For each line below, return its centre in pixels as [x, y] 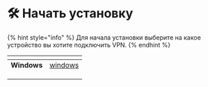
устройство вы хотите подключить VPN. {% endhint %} [89, 45]
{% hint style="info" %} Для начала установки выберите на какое [104, 37]
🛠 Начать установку [70, 14]
